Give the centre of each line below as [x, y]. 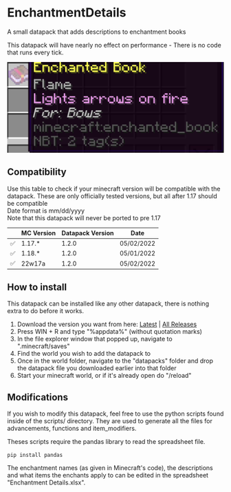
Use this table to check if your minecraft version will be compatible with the [114, 189]
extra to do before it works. [46, 311]
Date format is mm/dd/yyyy [46, 211]
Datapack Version [88, 233]
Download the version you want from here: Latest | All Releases [107, 324]
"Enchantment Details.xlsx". [46, 482]
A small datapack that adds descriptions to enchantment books [97, 32]
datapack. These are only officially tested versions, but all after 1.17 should [112, 196]
